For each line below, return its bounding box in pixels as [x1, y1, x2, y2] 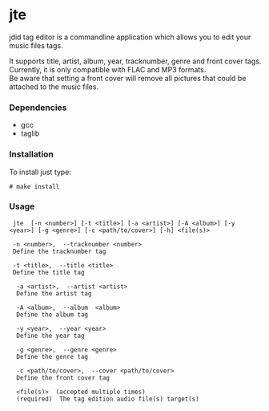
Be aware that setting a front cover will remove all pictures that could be [9, 73, 247, 83]
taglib [20, 128, 40, 138]
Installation [9, 149, 54, 160]
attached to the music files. [9, 82, 99, 92]
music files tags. [9, 40, 63, 50]
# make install [9, 182, 60, 190]
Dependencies [9, 102, 67, 113]
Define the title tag [12, 268, 85, 276]
